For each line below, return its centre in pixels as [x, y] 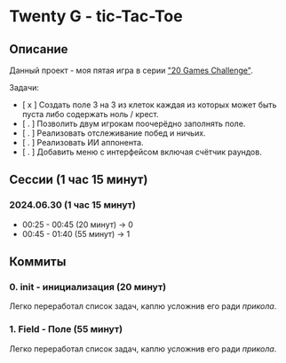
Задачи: [24, 87]
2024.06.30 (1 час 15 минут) [72, 205]
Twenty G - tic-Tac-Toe [96, 16]
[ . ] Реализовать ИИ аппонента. [83, 142]
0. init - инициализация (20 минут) [88, 287]
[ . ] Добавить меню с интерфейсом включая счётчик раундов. [142, 152]
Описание [39, 49]
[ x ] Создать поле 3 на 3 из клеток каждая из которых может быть [149, 105]
